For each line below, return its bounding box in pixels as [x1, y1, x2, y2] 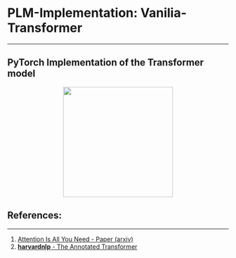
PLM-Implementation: [7, 5, 138, 21]
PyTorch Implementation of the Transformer [7, 56, 204, 68]
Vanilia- [140, 5, 188, 21]
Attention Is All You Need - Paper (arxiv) [17, 235, 133, 243]
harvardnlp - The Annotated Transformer [17, 242, 138, 251]
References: [7, 209, 62, 221]
